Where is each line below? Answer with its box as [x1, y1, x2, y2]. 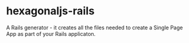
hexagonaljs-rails [6, 4, 95, 18]
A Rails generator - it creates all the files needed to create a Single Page [6, 24, 183, 31]
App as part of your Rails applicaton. [6, 30, 96, 37]
